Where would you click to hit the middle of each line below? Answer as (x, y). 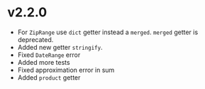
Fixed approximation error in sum (66, 70)
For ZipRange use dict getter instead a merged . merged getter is (108, 32)
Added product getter (49, 77)
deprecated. (35, 39)
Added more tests (44, 62)
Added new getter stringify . (60, 47)
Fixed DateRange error (49, 55)
